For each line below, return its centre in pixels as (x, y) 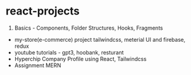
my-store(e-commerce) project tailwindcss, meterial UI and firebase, (100, 39)
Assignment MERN (38, 65)
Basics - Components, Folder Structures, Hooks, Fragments (89, 28)
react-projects (43, 11)
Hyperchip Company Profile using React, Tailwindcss (80, 59)
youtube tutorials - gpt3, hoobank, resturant (69, 52)
